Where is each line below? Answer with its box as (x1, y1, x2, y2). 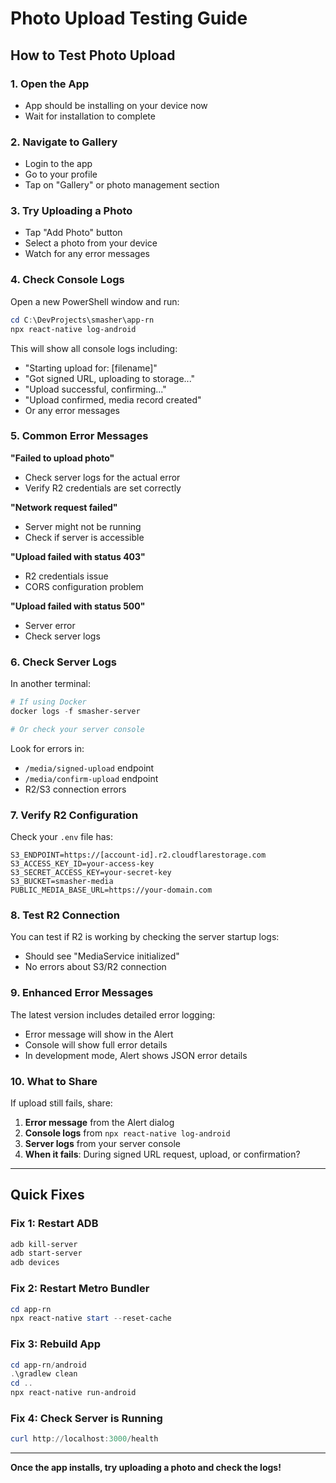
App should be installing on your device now (24, 99, 208, 111)
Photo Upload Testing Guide (10, 7, 248, 30)
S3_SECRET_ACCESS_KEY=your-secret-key (10, 868, 172, 878)
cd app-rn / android (10, 1360, 87, 1370)
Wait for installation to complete (24, 110, 156, 122)
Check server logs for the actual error (24, 471, 181, 483)
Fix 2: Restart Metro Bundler (10, 1282, 150, 1296)
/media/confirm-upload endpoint (24, 772, 159, 784)
